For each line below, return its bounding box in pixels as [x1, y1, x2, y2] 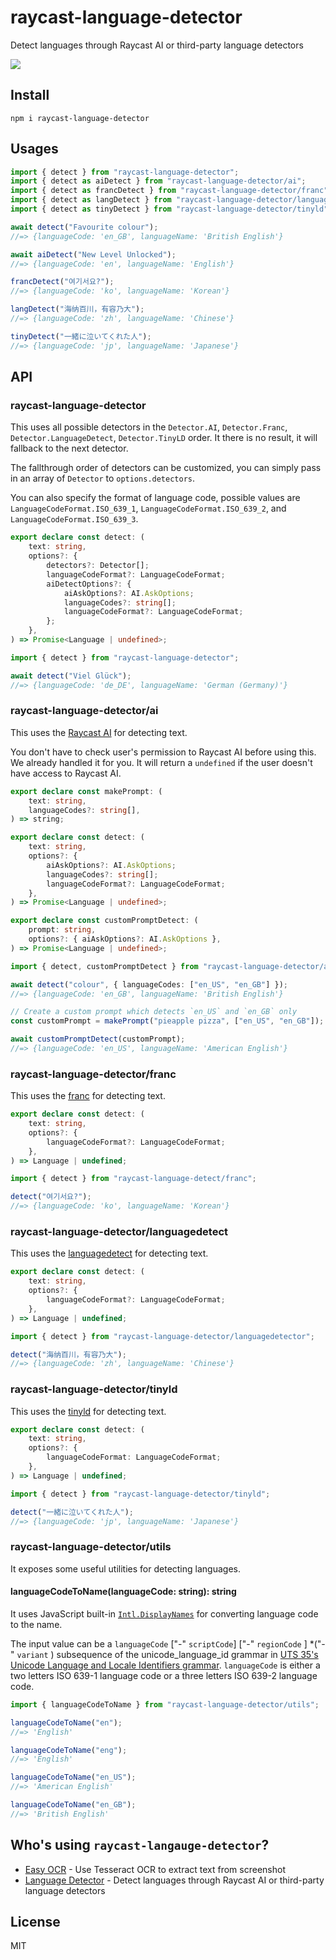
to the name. [10, 1618, 63, 1630]
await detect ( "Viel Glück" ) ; [10, 671, 132, 681]
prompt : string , [28, 925, 97, 935]
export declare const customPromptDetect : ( [10, 916, 199, 926]
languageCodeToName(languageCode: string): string [10, 1586, 237, 1598]
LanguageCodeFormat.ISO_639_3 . [10, 513, 139, 525]
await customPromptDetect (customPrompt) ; [10, 1034, 186, 1045]
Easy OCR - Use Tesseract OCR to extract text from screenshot [24, 1863, 286, 1875]
